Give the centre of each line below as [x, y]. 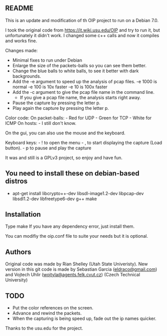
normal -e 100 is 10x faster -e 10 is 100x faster [60, 87]
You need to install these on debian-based [72, 173]
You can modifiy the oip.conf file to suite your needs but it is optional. [77, 236]
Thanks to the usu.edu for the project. [44, 328]
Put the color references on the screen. [53, 308]
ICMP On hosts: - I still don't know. [41, 123]
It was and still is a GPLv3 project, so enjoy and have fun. [64, 157]
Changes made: [21, 50]
